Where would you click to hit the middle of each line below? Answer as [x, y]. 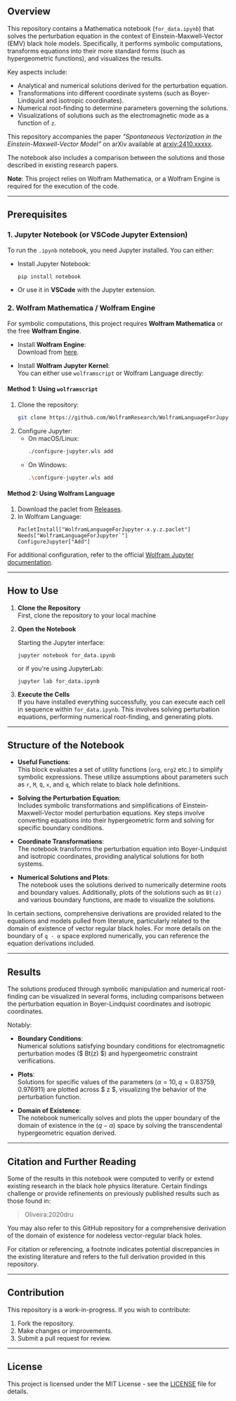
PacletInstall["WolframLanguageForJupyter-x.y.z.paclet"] [104, 530]
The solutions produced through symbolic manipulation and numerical [109, 989]
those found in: [29, 1201]
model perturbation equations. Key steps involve [135, 813]
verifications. [36, 1061]
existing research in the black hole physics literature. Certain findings [107, 1185]
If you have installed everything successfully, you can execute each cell [121, 702]
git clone [32, 417]
